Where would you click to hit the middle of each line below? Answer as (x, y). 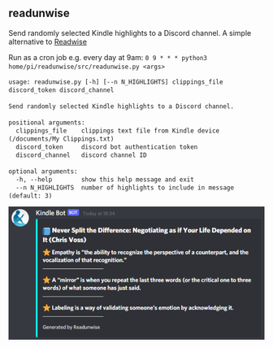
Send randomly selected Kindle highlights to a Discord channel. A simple (130, 33)
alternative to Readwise (48, 41)
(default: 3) (30, 196)
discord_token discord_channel (61, 90)
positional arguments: (47, 122)
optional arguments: (43, 171)
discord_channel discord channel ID (82, 155)
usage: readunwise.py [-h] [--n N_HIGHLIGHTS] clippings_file (116, 82)
